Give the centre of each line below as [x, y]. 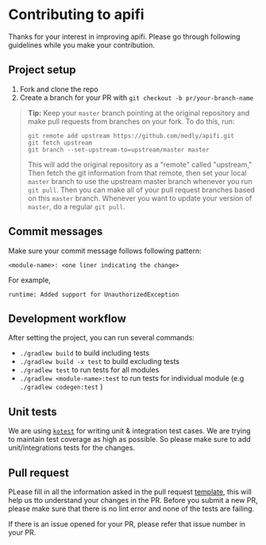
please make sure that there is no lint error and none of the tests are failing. [131, 509]
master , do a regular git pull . [76, 206]
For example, [30, 280]
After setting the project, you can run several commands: [101, 338]
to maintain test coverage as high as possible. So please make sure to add [130, 439]
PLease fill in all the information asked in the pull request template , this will [130, 492]
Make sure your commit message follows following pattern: [105, 251]
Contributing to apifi [76, 15]
